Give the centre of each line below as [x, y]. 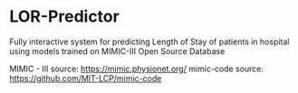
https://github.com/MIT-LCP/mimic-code [86, 78]
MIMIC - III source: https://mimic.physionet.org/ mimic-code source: [137, 69]
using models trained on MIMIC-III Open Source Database [117, 51]
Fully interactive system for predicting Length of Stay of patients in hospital [149, 42]
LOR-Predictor [64, 17]
